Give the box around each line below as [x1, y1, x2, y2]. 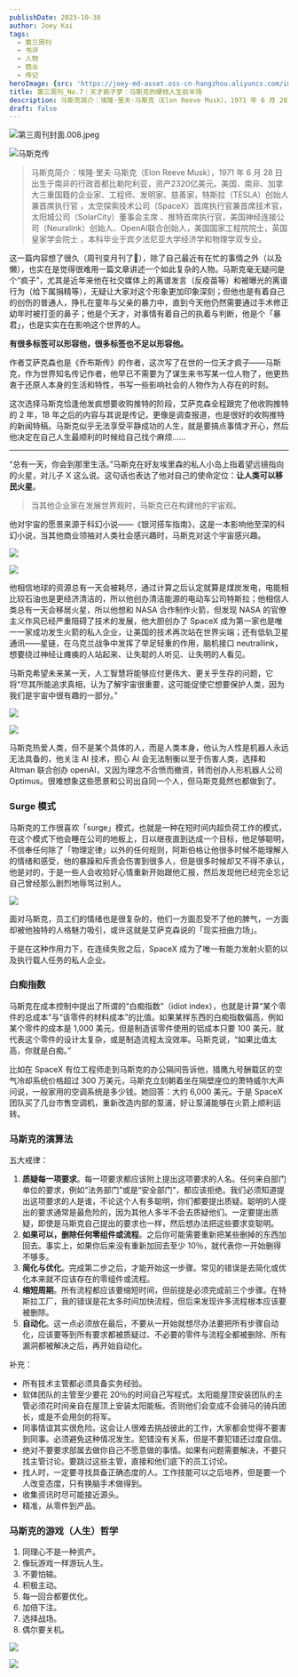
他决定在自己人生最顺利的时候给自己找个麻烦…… [9, 432, 186, 443]
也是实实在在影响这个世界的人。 [27, 319, 145, 330]
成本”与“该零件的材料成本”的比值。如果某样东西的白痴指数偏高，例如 [32, 1011, 284, 1023]
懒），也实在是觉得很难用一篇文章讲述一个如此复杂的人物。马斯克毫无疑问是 [9, 264, 286, 275]
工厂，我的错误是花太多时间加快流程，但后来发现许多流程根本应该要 [37, 1296, 286, 1307]
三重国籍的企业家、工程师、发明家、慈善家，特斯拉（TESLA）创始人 [38, 189, 289, 200]
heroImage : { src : [9, 79, 74, 88]
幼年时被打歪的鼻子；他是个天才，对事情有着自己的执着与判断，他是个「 [9, 309, 273, 319]
